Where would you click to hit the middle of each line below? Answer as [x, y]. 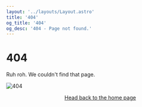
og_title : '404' [26, 23]
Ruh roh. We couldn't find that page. [51, 75]
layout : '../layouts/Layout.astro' [50, 12]
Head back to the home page [100, 98]
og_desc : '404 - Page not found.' [49, 28]
